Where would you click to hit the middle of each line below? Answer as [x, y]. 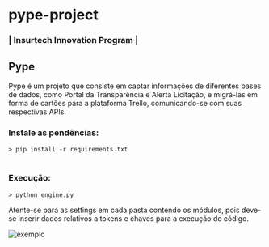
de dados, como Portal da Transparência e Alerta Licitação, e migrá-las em [133, 94]
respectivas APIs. [38, 112]
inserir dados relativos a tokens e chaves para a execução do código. [133, 218]
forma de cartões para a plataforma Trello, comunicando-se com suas [125, 103]
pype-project [53, 15]
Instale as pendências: [54, 133]
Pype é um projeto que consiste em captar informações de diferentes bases [135, 86]
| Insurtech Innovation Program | [74, 40]
